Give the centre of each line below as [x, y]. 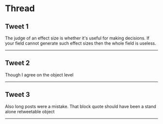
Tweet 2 [17, 63]
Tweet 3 [17, 95]
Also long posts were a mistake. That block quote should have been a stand [81, 106]
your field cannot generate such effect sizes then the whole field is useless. [81, 43]
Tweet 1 [17, 27]
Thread [20, 9]
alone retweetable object [30, 111]
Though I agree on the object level [39, 75]
